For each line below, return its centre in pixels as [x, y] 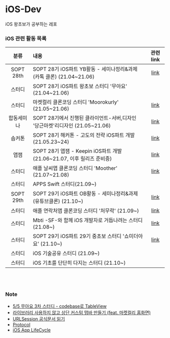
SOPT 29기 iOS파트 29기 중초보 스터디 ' [78, 236]
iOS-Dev [23, 9]
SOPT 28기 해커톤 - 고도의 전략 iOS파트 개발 [84, 135]
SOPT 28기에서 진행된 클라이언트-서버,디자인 [84, 118]
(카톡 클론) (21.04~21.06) [63, 77]
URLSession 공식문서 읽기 [39, 319]
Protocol [21, 324]
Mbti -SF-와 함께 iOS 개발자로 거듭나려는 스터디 [88, 221]
